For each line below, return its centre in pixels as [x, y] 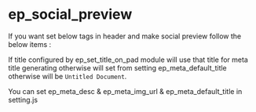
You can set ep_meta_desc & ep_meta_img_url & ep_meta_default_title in [125, 91]
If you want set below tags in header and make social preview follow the [125, 36]
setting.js [23, 99]
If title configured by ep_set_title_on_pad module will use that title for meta [128, 60]
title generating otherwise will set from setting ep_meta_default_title [118, 67]
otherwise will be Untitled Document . [68, 76]
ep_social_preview [70, 14]
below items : [30, 44]
